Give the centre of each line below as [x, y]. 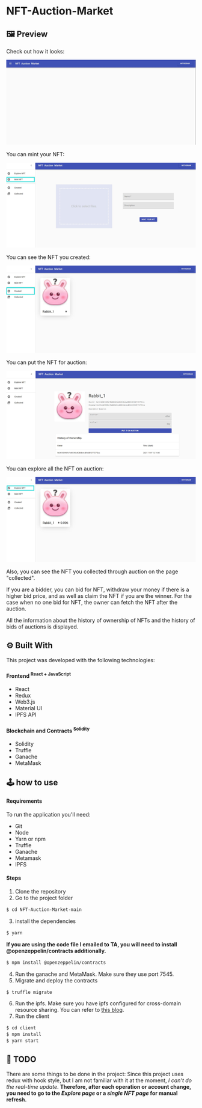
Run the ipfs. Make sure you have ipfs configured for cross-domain [98, 1003]
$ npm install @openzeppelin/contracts [56, 963]
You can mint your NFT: [35, 154]
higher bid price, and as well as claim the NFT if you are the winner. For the [99, 595]
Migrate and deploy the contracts [56, 980]
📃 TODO [21, 1060]
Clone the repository [40, 891]
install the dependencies [45, 921]
